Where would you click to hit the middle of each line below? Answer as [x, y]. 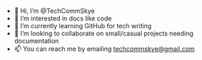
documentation [36, 41]
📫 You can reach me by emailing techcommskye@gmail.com [104, 49]
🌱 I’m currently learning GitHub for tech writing [83, 26]
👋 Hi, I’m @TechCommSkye [54, 11]
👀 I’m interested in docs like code [63, 18]
